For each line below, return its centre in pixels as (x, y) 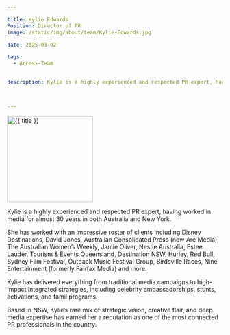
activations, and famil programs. (52, 297)
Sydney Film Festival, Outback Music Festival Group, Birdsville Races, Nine (112, 261)
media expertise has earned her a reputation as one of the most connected (113, 317)
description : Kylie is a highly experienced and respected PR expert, (110, 82)
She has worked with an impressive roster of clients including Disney (104, 232)
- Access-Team (33, 63)
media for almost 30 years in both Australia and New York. (89, 219)
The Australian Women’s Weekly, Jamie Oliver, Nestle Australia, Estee (105, 246)
